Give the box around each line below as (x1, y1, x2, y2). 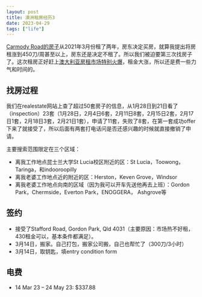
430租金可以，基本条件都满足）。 (14, 232, 97, 240)
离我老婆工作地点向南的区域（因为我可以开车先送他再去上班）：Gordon (14, 181, 190, 188)
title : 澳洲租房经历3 (6, 15, 55, 21)
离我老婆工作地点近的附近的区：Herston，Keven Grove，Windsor (14, 174, 178, 181)
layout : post (6, 8, 39, 15)
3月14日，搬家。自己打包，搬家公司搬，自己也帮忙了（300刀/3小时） (14, 240, 188, 247)
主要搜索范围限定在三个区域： (6, 146, 80, 153)
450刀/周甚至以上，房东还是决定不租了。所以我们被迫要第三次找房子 (22, 51, 193, 58)
